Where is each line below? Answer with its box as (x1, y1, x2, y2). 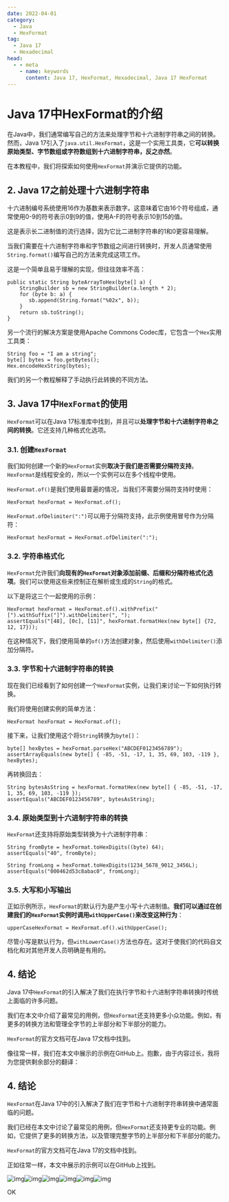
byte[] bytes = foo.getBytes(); (7, 357, 100, 364)
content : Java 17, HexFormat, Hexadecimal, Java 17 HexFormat (25, 74, 208, 81)
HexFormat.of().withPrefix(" (74, 605, 158, 613)
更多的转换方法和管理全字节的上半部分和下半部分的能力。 (7, 1020, 170, 1028)
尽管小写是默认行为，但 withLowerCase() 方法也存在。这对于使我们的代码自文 (7, 938, 222, 946)
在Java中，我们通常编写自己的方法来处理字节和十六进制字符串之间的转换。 (7, 130, 220, 139)
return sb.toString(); (19, 309, 85, 316)
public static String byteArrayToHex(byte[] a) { (7, 279, 153, 286)
